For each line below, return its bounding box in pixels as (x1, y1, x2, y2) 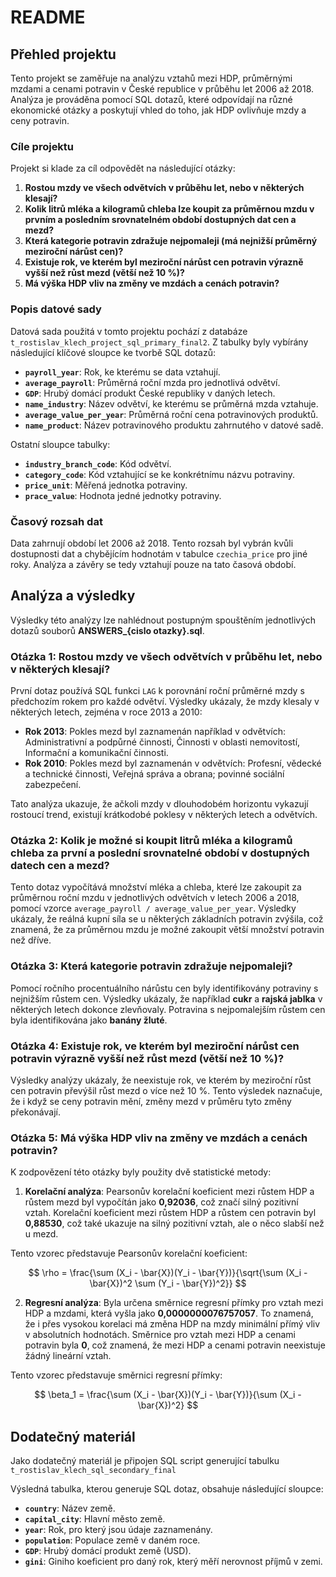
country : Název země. (24, 1502, 116, 1514)
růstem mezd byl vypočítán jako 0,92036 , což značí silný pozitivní (24, 1196, 299, 1208)
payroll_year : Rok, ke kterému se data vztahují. (24, 366, 221, 378)
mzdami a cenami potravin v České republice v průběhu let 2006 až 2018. (10, 83, 315, 95)
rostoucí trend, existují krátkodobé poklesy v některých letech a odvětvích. (10, 809, 318, 820)
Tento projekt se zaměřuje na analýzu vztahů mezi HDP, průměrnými (10, 72, 293, 84)
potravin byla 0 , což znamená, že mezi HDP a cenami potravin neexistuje (24, 1339, 326, 1351)
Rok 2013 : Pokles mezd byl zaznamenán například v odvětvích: (24, 726, 286, 737)
